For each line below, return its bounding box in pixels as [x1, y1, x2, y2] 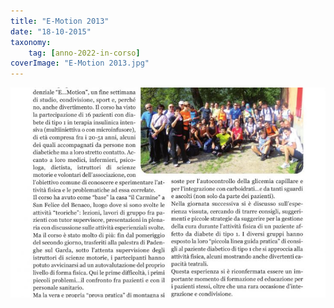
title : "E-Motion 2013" [10, 16, 110, 26]
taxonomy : [10, 37, 52, 47]
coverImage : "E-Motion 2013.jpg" [10, 58, 150, 69]
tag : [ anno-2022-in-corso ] [28, 48, 141, 58]
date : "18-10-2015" [10, 26, 92, 37]
